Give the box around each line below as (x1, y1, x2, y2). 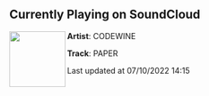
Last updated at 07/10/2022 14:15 (66, 65, 190, 76)
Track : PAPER (66, 48, 118, 59)
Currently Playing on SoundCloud (9, 7, 201, 22)
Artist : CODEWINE (66, 30, 136, 41)
